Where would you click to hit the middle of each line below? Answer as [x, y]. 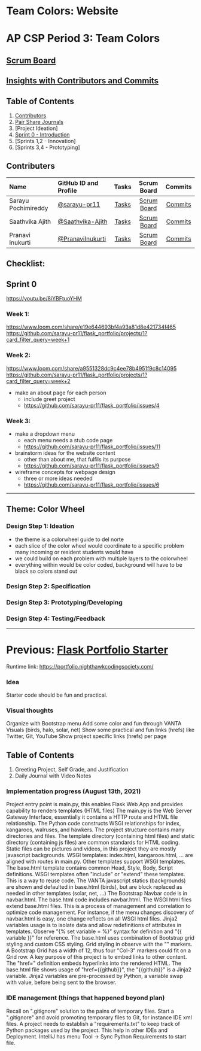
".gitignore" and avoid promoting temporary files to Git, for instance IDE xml [99, 1017]
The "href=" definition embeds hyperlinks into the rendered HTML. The [94, 963]
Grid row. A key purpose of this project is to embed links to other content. [97, 957]
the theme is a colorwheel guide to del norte [69, 539]
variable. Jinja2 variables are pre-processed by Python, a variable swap [95, 976]
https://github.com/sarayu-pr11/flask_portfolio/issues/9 [92, 466]
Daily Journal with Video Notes [53, 776]
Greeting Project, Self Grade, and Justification [71, 770]
